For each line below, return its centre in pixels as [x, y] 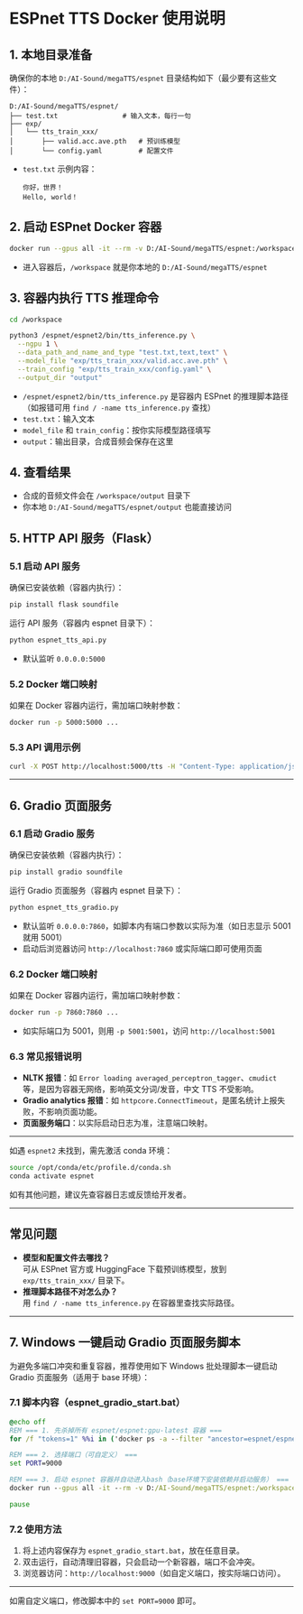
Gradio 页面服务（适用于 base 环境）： [80, 1377]
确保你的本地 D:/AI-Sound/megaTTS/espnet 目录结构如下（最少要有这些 [139, 78]
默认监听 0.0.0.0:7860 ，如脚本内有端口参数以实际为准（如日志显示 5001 [156, 925]
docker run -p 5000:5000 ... [64, 723]
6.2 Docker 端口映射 [54, 974]
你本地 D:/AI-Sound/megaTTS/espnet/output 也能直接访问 [127, 507]
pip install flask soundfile [64, 605]
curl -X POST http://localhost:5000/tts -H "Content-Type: [123, 767]
